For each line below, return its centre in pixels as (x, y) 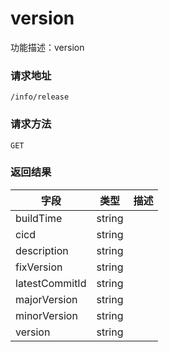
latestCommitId (51, 283)
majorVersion (46, 299)
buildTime (39, 218)
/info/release (40, 97)
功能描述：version (47, 47)
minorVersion (46, 315)
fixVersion (39, 267)
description (42, 250)
